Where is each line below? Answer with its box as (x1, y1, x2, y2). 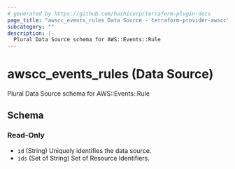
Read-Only (7, 131, 45, 140)
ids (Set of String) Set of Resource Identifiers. (17, 154, 150, 162)
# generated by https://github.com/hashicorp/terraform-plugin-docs (7, 10, 211, 17)
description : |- (7, 29, 55, 37)
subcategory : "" (7, 23, 55, 30)
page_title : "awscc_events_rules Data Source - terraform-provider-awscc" (7, 17, 230, 24)
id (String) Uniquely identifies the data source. (17, 146, 152, 154)
